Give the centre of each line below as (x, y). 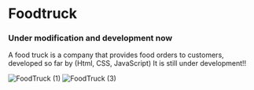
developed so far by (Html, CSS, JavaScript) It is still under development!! (127, 63)
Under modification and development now (90, 38)
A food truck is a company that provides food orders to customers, (116, 55)
